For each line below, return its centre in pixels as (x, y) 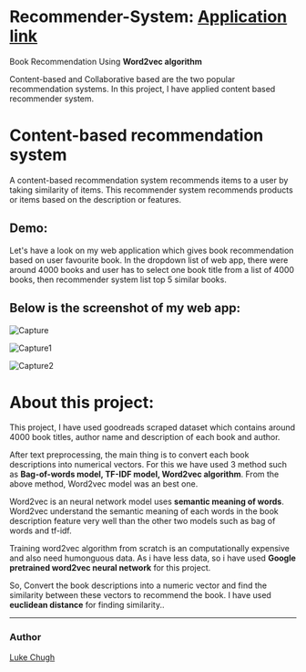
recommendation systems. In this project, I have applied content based (143, 89)
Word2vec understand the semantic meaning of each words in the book (144, 511)
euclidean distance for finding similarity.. (87, 605)
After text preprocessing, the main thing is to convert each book (129, 455)
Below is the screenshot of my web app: (125, 308)
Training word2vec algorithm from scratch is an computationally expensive (149, 549)
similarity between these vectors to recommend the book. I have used (140, 595)
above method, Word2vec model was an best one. (104, 484)
